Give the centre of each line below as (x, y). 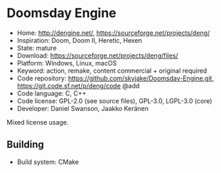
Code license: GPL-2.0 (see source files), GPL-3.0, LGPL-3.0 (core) (114, 100)
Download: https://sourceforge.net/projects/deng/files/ (97, 56)
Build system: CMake (48, 162)
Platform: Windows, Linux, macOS (67, 63)
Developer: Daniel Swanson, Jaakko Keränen (82, 108)
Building (25, 145)
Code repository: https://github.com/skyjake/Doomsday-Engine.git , (115, 78)
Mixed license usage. (38, 122)
